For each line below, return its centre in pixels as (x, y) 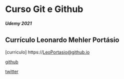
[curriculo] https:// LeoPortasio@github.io (47, 52)
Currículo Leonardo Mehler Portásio (62, 40)
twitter (12, 71)
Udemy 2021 (18, 23)
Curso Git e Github (44, 9)
